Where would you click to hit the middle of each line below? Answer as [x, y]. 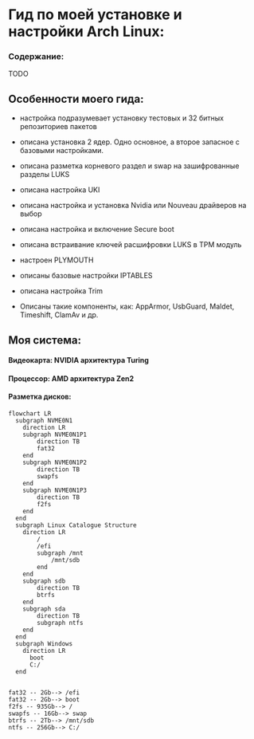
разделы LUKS [45, 175]
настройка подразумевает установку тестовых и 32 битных [122, 118]
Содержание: [36, 57]
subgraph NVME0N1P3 [55, 491]
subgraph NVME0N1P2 [55, 463]
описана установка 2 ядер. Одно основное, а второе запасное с [130, 142]
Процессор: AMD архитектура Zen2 [71, 378]
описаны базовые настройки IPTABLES [86, 276]
